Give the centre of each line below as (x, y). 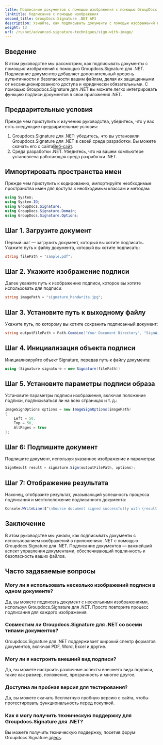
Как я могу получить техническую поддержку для (68, 715)
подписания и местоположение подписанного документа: (65, 500)
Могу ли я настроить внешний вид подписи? (61, 659)
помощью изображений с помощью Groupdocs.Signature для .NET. (75, 68)
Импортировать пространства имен (63, 172)
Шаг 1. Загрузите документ (48, 231)
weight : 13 (16, 28)
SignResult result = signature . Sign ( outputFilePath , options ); (70, 468)
